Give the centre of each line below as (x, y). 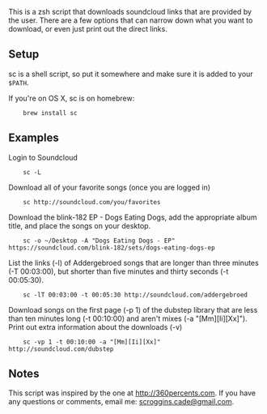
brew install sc (51, 113)
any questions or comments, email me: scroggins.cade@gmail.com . (121, 402)
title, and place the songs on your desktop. (80, 225)
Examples (34, 138)
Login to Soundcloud (43, 157)
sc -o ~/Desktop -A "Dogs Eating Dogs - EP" (99, 241)
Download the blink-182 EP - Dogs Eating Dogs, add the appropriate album (133, 217)
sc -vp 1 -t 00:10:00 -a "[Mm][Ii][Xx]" (92, 342)
